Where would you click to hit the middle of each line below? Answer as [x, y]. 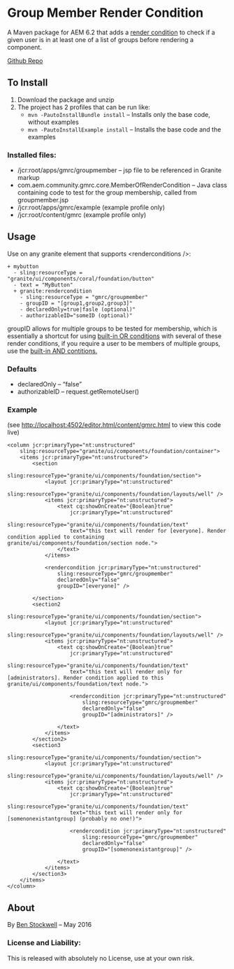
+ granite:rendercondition [53, 291]
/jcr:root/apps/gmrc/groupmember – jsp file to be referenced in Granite [119, 170]
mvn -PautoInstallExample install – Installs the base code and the [124, 129]
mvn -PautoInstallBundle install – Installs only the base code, [119, 114]
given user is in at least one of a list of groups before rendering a [101, 39]
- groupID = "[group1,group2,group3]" [76, 303]
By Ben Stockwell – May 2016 [50, 925]
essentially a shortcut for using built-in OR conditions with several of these [115, 336]
